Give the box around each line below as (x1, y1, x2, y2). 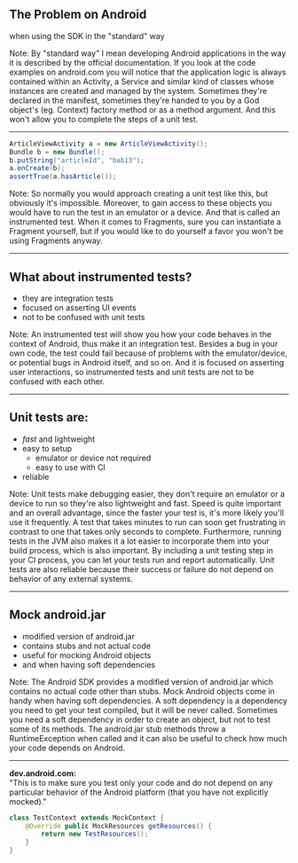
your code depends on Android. (9, 742, 126, 753)
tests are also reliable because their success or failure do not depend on (9, 563, 273, 575)
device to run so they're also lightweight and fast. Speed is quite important (9, 498, 282, 508)
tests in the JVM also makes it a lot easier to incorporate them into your (9, 536, 270, 546)
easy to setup (21, 443, 73, 453)
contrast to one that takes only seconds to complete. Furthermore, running (9, 526, 282, 537)
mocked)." (9, 796, 47, 806)
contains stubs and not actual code (21, 640, 151, 651)
